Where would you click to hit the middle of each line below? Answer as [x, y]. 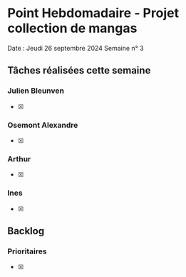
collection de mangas [72, 28]
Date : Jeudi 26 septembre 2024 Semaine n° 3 [76, 48]
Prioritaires [27, 251]
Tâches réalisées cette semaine [79, 70]
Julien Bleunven [36, 91]
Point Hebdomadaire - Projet [93, 13]
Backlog [26, 231]
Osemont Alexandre [43, 125]
